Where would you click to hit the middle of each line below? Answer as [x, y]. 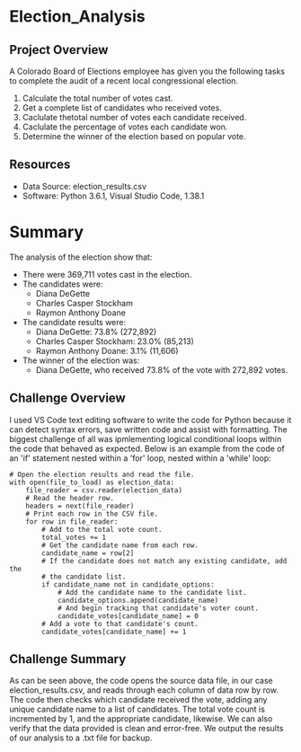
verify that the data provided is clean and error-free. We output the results [146, 729]
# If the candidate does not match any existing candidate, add [164, 561]
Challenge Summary [68, 659]
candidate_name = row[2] [88, 553]
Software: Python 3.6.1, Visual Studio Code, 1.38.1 [113, 196]
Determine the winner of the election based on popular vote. [134, 136]
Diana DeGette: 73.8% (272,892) [96, 332]
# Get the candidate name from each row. [120, 545]
